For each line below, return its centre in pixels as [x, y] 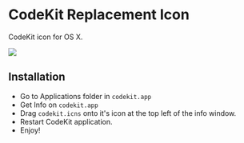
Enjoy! [30, 130]
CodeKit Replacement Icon [99, 15]
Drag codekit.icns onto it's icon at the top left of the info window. [128, 113]
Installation [37, 77]
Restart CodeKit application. [66, 121]
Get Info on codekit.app [59, 105]
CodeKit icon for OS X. [46, 37]
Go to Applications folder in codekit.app [86, 96]
